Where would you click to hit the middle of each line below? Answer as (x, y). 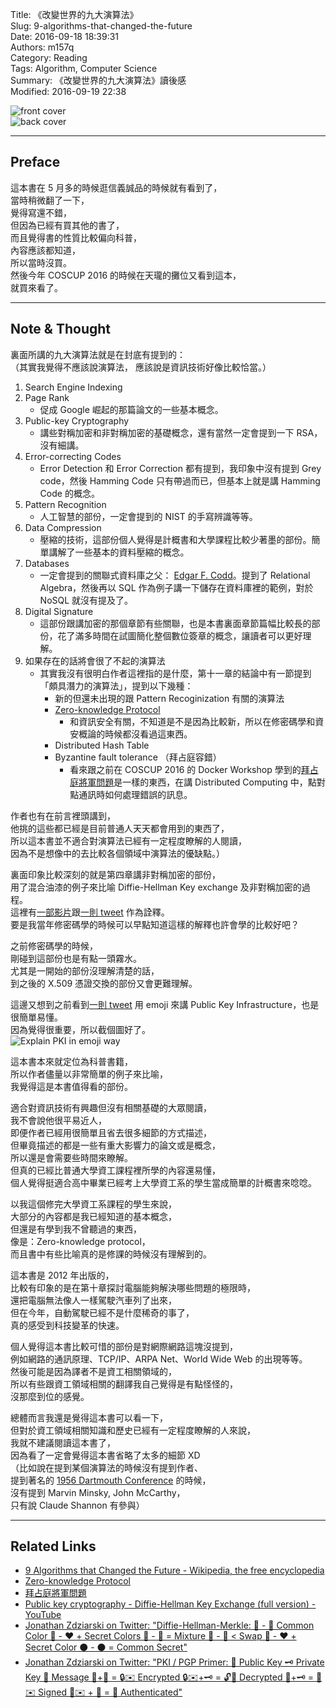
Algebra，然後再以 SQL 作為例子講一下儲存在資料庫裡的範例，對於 (176, 587)
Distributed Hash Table (102, 745)
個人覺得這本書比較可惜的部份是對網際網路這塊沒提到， (124, 1346)
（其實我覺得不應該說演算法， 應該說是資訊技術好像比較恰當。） (141, 367)
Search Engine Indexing (73, 387)
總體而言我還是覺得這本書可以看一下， (89, 1417)
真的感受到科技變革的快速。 (67, 1325)
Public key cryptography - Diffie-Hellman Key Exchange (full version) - (170, 1604)
